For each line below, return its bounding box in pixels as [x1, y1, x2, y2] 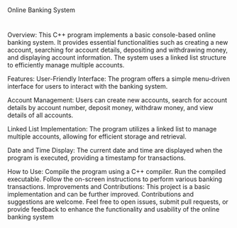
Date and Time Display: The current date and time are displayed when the [7, 146, 223, 155]
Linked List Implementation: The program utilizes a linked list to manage [7, 125, 217, 134]
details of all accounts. [7, 111, 74, 119]
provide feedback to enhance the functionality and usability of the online [7, 205, 220, 214]
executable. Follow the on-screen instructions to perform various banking [7, 175, 222, 183]
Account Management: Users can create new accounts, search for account [7, 96, 228, 104]
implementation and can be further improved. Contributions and [7, 190, 194, 199]
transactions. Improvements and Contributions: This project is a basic [7, 183, 211, 191]
